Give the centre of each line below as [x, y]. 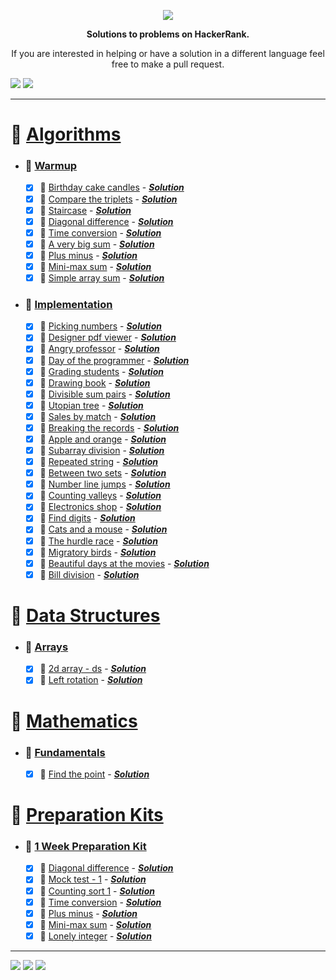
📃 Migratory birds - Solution [98, 552]
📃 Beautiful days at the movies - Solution [124, 563]
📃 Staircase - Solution [85, 210]
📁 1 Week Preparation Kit [85, 847]
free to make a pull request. [168, 64]
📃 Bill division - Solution [89, 574]
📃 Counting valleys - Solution [100, 496]
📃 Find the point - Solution [94, 774]
